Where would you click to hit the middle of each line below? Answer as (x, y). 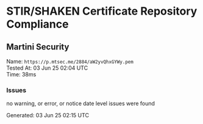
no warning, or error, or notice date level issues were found (81, 104)
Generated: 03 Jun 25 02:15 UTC (48, 115)
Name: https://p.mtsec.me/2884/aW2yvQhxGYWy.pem (70, 61)
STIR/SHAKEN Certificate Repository (102, 11)
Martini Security (38, 47)
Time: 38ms (21, 74)
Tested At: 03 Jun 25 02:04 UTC (47, 68)
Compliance (37, 24)
